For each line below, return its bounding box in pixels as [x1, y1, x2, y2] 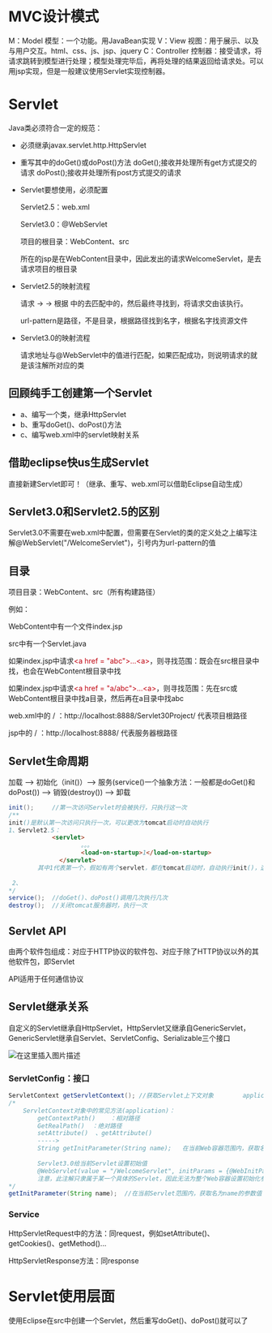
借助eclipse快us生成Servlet [8, 456, 150, 470]
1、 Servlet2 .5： [8, 826, 61, 834]
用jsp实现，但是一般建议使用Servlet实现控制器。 [8, 66, 170, 75]
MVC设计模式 [8, 7, 100, 26]
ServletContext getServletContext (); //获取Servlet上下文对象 [8, 1092, 215, 1100]
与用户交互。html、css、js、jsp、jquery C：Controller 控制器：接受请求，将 [8, 45, 262, 55]
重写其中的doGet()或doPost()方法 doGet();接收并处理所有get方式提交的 [19, 157, 257, 167]
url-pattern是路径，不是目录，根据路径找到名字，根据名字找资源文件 [19, 316, 249, 325]
